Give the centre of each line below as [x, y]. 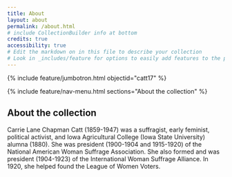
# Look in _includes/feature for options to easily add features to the [114, 59]
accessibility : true [37, 45]
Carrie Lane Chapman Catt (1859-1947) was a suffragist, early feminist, [108, 129]
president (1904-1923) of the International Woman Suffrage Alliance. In [108, 158]
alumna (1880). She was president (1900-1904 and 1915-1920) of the [105, 144]
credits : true [28, 39]
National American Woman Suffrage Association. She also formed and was [113, 152]
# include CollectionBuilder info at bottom [72, 33]
